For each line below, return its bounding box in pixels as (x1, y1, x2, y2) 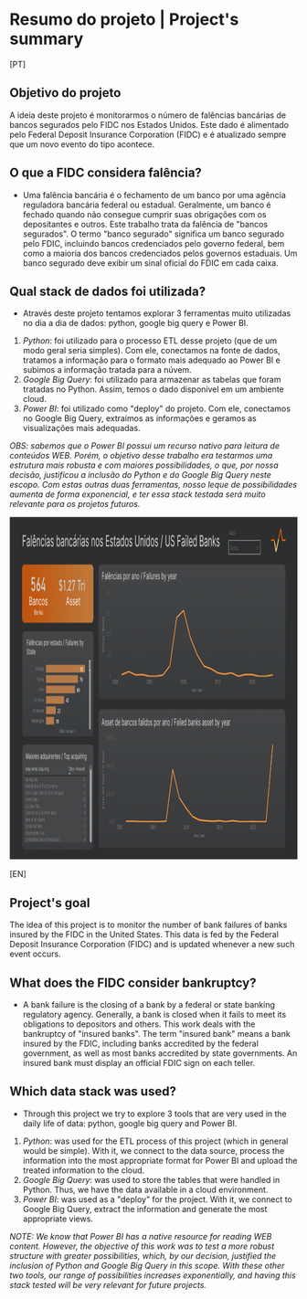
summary (9, 28, 84, 49)
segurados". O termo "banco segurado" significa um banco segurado (22, 228, 285, 239)
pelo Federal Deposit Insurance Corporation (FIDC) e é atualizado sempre (9, 129, 287, 140)
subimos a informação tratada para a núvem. (22, 364, 192, 375)
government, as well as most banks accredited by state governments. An (22, 1048, 298, 1059)
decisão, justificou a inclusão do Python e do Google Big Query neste (9, 470, 272, 481)
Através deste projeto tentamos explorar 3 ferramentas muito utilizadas (22, 308, 291, 319)
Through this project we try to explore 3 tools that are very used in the (22, 1108, 287, 1119)
